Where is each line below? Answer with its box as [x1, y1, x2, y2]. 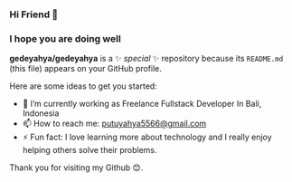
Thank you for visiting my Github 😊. [9, 162, 144, 173]
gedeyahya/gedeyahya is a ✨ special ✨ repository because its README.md [9, 53, 284, 64]
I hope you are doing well [9, 32, 122, 44]
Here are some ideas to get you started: [9, 81, 158, 91]
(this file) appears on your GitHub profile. [9, 63, 163, 74]
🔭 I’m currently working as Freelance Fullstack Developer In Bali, [22, 99, 262, 110]
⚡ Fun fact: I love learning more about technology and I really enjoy [22, 131, 273, 143]
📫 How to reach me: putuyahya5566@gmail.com [22, 118, 207, 129]
